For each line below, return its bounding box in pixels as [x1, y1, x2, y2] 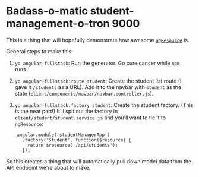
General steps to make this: [6, 48, 73, 55]
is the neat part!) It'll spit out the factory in [14, 108, 118, 115]
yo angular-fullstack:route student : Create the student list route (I [14, 77, 182, 84]
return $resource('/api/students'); [27, 142, 118, 148]
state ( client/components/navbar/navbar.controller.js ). [14, 90, 154, 97]
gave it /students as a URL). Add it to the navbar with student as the [14, 83, 182, 90]
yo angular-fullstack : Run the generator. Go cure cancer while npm [14, 59, 180, 67]
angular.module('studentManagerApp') [17, 132, 110, 138]
